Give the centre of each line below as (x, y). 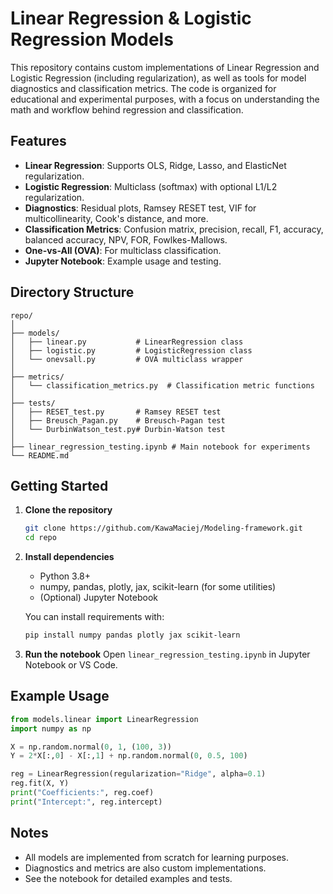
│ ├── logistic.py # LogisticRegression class (131, 350)
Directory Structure (72, 292)
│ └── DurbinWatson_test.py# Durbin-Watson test (118, 429)
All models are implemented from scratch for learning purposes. (157, 857)
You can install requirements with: (94, 617)
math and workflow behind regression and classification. (127, 109)
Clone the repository (68, 510)
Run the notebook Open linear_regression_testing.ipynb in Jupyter (167, 654)
